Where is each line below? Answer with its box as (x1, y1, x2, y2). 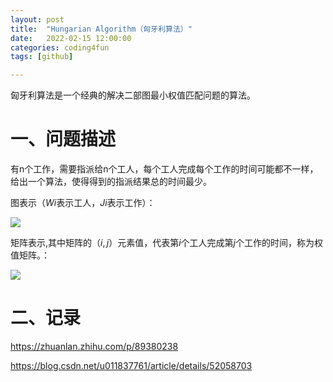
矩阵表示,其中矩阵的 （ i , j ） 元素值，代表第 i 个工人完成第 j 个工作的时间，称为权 (10, 237, 323, 249)
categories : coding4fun (10, 42, 110, 53)
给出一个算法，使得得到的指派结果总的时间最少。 (10, 176, 212, 188)
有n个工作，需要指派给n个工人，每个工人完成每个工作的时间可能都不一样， (10, 163, 319, 175)
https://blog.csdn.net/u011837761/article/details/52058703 (10, 360, 253, 371)
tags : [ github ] (10, 52, 74, 62)
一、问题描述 (10, 128, 117, 151)
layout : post (10, 14, 65, 25)
